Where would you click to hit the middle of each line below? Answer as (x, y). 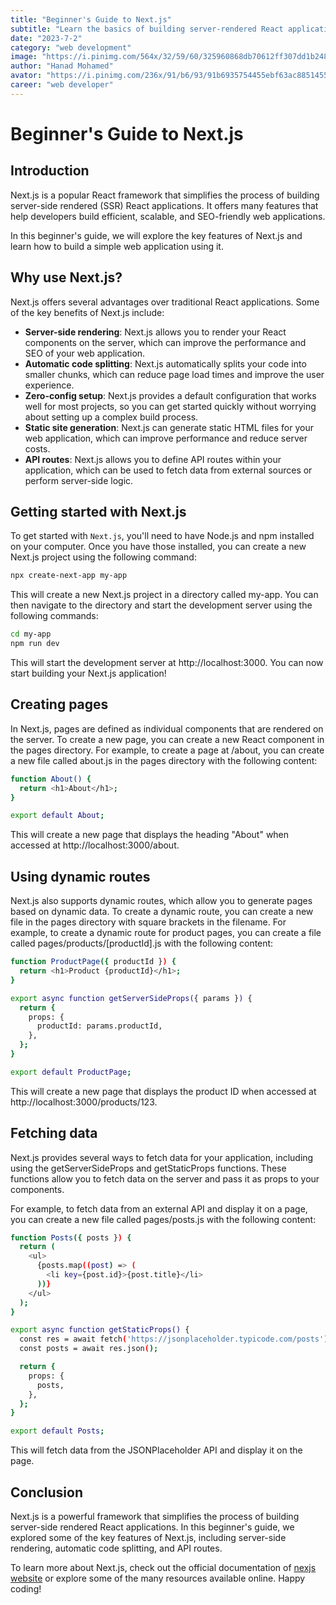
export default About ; (57, 816)
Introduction (50, 171)
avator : (26, 76)
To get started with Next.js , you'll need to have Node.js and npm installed (162, 536)
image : (24, 57)
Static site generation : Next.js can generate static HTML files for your (169, 427)
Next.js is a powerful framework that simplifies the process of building (155, 1516)
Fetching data (54, 1133)
